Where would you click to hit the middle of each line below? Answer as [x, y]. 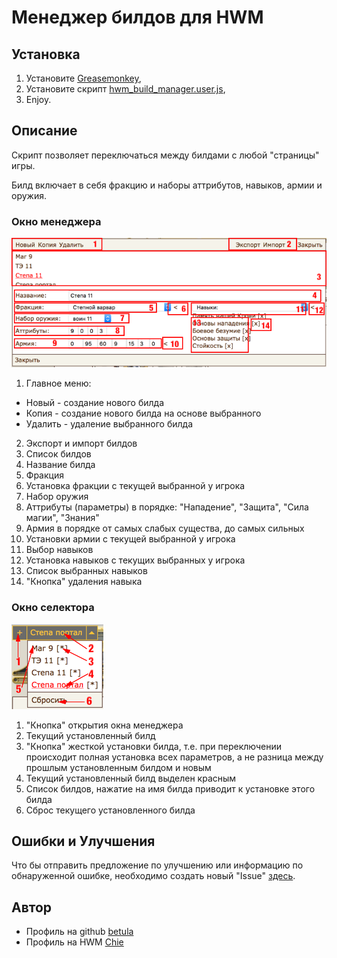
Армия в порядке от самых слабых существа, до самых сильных [165, 528]
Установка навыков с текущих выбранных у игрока [135, 560]
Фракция [44, 475]
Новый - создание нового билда [95, 403]
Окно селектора [53, 608]
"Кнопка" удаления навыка [84, 582]
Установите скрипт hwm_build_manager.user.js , [125, 89]
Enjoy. [38, 99]
